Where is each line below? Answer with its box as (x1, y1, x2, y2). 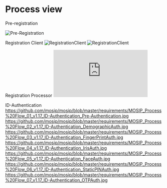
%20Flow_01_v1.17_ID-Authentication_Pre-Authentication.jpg (5, 112, 129, 119)
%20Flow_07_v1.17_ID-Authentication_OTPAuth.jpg (5, 177, 108, 183)
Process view (5, 4, 63, 15)
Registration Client (5, 39, 44, 46)
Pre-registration (5, 20, 38, 26)
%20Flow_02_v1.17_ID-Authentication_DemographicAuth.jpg (5, 123, 128, 130)
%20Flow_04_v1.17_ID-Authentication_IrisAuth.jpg (5, 145, 107, 151)
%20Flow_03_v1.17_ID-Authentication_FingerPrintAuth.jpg (5, 134, 124, 140)
